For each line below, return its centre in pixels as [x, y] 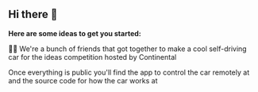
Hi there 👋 [33, 15]
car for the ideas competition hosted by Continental [92, 57]
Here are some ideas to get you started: [75, 33]
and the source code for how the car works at [83, 80]
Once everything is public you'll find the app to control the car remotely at [129, 72]
